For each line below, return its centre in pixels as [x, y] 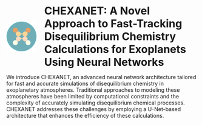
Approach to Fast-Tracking [113, 24]
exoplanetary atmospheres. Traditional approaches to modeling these [93, 90]
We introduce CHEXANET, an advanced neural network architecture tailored [101, 77]
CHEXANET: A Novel [97, 11]
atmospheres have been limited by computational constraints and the [93, 96]
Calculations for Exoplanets [116, 50]
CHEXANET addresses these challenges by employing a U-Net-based [94, 109]
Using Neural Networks [104, 62]
